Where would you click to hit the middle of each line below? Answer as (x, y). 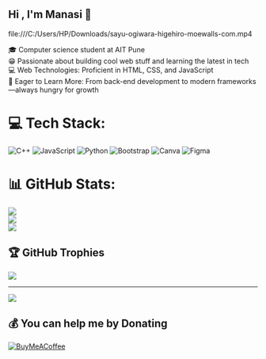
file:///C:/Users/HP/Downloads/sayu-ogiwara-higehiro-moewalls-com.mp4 (130, 33)
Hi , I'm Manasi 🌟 (50, 15)
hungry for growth (69, 90)
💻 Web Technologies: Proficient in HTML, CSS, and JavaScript (111, 70)
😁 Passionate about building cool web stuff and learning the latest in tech (129, 61)
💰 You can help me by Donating (88, 323)
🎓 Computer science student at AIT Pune (76, 49)
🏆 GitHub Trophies (57, 253)
